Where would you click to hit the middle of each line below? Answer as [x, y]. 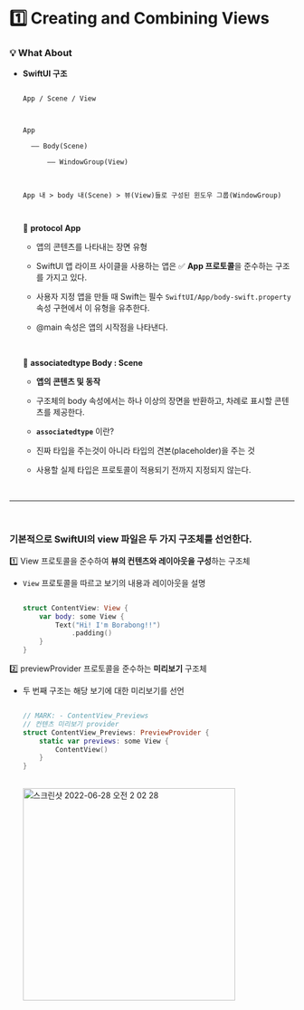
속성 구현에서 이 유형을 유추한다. [93, 308]
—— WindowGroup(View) [87, 162]
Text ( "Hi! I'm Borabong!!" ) [108, 625]
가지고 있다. [66, 277]
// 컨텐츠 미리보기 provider [71, 724]
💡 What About [41, 53]
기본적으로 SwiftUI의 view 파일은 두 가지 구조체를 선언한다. [131, 539]
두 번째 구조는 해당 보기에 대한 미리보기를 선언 [103, 691]
